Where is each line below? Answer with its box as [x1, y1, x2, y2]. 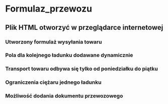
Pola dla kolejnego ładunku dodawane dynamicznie [5, 51, 133, 59]
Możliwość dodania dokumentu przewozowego [5, 92, 123, 99]
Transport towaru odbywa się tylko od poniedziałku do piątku [5, 65, 158, 72]
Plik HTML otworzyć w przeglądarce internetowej [5, 23, 163, 32]
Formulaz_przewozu [5, 3, 92, 15]
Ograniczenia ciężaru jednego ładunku [5, 79, 102, 86]
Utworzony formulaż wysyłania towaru [5, 38, 102, 45]
